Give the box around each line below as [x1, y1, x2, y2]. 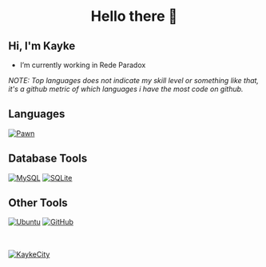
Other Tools [8, 196, 68, 210]
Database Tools [8, 152, 88, 165]
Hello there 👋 [90, 7, 178, 26]
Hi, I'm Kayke [8, 39, 76, 53]
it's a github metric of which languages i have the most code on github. [8, 84, 244, 94]
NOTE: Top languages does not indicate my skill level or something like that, [8, 76, 260, 85]
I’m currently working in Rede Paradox [19, 60, 146, 70]
